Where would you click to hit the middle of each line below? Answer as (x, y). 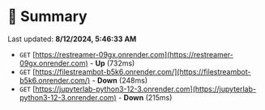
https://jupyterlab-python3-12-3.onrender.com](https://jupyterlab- (146, 89)
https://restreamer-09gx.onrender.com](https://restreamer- (135, 54)
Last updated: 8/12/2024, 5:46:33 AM (72, 39)
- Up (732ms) (112, 63)
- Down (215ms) (145, 97)
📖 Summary (47, 17)
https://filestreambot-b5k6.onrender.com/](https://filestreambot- (143, 71)
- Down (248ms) (120, 80)
